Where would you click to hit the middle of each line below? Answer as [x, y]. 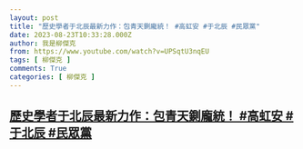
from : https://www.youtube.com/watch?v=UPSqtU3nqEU [109, 52]
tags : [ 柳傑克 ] [40, 60]
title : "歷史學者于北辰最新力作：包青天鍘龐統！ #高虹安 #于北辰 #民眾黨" [135, 26]
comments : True [38, 69]
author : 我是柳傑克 [43, 43]
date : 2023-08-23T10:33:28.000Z [71, 35]
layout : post [34, 18]
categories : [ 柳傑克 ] [52, 77]
